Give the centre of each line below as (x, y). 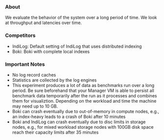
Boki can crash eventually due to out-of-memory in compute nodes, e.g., (85, 111)
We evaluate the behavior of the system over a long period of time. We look (81, 18)
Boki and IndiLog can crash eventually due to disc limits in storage (79, 122)
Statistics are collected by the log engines (54, 80)
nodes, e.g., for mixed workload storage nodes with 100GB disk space (83, 127)
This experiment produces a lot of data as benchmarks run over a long (83, 85)
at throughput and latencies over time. (44, 23)
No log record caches (34, 75)
